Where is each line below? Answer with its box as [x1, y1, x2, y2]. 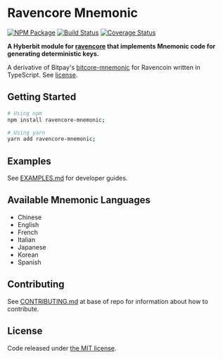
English [17, 220, 39, 229]
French [17, 228, 39, 236]
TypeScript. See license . [7, 71, 78, 79]
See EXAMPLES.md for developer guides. [7, 174, 128, 183]
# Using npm [7, 109, 42, 117]
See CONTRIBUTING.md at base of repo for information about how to [7, 297, 209, 305]
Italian [17, 235, 36, 244]
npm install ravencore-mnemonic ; [7, 116, 106, 123]
